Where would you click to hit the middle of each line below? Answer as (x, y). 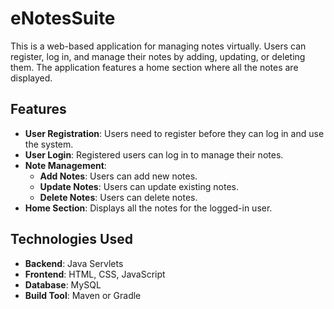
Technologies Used (71, 239)
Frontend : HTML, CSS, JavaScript (95, 274)
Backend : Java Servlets (74, 263)
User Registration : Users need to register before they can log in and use (174, 133)
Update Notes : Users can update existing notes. (139, 186)
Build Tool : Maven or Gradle (83, 295)
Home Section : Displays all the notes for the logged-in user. (148, 208)
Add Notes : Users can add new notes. (118, 176)
